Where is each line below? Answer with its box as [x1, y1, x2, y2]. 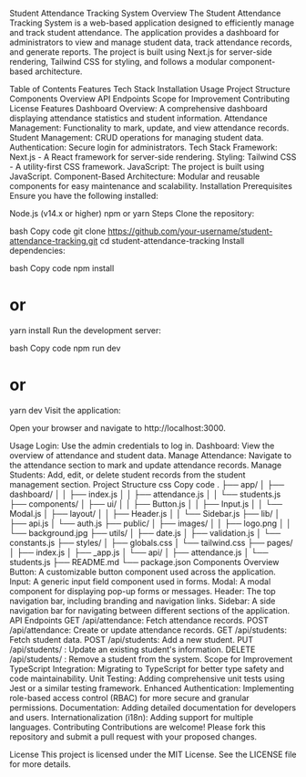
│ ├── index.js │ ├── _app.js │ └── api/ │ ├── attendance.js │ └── [9, 547, 269, 558]
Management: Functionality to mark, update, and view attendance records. [9, 122, 290, 133]
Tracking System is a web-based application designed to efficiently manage [9, 17, 295, 28]
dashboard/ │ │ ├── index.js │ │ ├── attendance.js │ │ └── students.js [9, 488, 281, 499]
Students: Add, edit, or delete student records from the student [9, 469, 246, 480]
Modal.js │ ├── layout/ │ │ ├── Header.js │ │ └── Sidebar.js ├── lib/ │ [9, 508, 280, 519]
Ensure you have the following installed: [9, 191, 159, 201]
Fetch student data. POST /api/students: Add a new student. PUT [9, 634, 254, 645]
